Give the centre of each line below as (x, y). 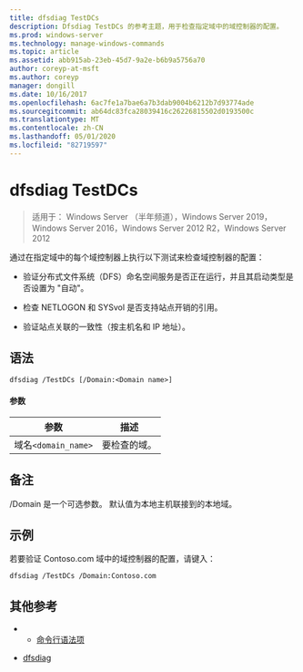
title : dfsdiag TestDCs (55, 18)
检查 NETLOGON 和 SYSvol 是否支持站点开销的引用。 (122, 307)
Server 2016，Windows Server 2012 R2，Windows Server (177, 228)
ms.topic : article (44, 52)
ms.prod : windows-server (56, 35)
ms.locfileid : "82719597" (58, 145)
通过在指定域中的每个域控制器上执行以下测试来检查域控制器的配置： (137, 257)
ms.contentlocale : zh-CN (56, 129)
